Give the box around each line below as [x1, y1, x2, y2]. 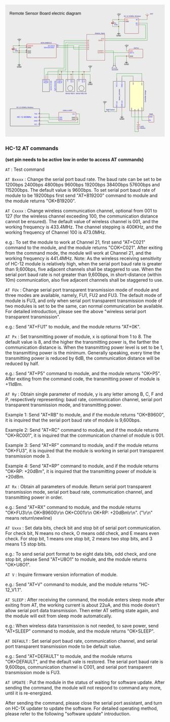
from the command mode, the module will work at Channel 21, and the [5, 250, 152, 256]
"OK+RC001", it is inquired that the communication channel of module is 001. [5, 432, 164, 438]
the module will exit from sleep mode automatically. [5, 613, 112, 619]
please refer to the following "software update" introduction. [5, 710, 131, 716]
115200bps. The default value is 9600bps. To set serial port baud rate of [5, 187, 156, 193]
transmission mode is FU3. [5, 669, 61, 675]
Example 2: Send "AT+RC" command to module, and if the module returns [5, 427, 159, 433]
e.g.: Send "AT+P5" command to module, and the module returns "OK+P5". [5, 370, 161, 376]
